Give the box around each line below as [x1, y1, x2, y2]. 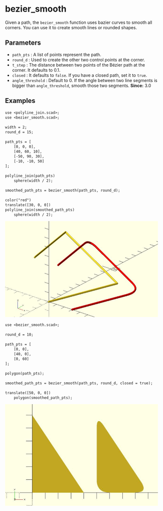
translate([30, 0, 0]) [5, 203, 51, 207]
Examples [5, 97, 35, 105]
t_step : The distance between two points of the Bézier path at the [12, 62, 146, 68]
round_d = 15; [5, 130, 34, 135]
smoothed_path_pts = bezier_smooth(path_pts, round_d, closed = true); [5, 381, 153, 386]
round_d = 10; [5, 332, 34, 337]
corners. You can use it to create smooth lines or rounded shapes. [5, 24, 137, 30]
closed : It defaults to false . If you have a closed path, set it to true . [12, 72, 147, 78]
